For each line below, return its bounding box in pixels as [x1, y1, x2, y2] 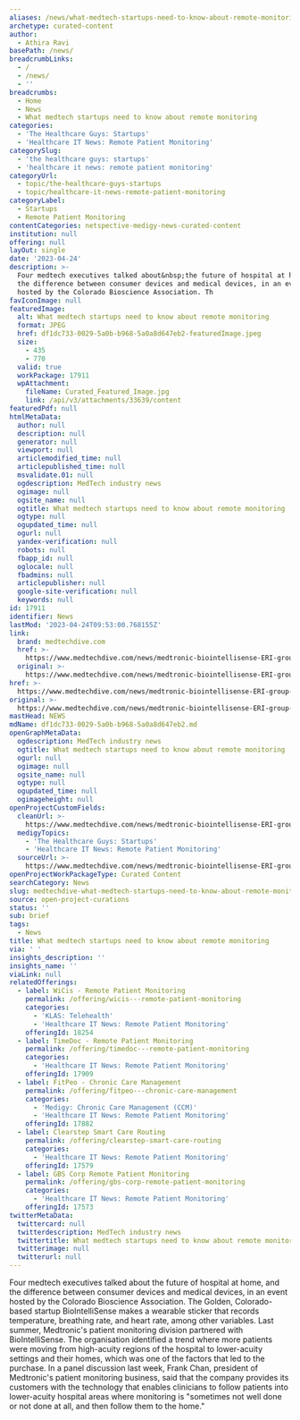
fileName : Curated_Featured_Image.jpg [25, 387, 170, 396]
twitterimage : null [17, 1245, 90, 1254]
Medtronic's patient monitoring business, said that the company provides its [9, 1373, 289, 1382]
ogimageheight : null [17, 795, 94, 804]
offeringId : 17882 [25, 1119, 94, 1128]
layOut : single [9, 246, 66, 255]
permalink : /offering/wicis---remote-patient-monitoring [25, 995, 242, 1004]
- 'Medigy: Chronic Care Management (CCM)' [32, 1102, 198, 1112]
